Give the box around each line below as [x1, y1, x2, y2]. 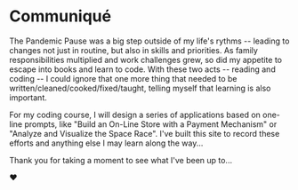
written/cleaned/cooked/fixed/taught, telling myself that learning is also [9, 83, 271, 93]
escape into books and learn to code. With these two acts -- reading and [9, 64, 276, 75]
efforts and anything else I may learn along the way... [9, 138, 204, 148]
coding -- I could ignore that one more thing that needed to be [9, 73, 238, 83]
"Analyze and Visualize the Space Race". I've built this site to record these [9, 128, 280, 139]
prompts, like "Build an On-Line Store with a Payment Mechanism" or [24, 118, 278, 130]
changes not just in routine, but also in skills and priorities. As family [9, 44, 258, 55]
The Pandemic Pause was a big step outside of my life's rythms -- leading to [9, 36, 290, 46]
